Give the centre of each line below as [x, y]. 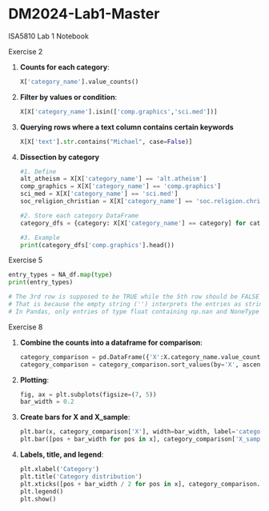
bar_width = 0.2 [47, 402]
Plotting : [34, 380]
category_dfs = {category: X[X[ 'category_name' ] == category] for [133, 223]
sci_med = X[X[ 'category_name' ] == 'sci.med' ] [99, 194]
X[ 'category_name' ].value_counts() [79, 82]
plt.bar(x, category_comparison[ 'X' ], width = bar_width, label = [128, 432]
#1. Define [38, 172]
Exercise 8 [26, 327]
